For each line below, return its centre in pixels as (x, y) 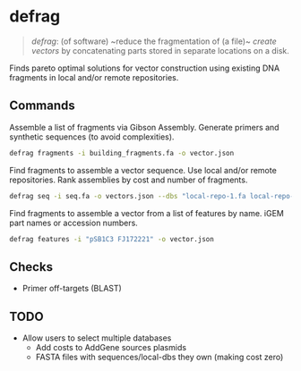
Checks (31, 267)
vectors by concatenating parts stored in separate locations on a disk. (160, 50)
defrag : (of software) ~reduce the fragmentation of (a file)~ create (154, 41)
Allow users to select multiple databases (97, 338)
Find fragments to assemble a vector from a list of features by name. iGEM (146, 213)
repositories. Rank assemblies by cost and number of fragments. (129, 180)
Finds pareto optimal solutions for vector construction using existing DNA (145, 68)
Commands (43, 106)
